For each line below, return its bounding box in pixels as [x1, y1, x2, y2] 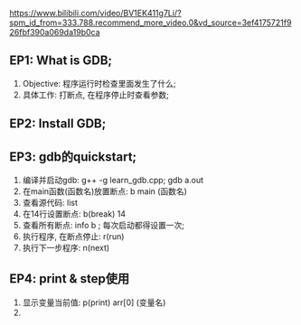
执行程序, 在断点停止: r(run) [22, 231, 125, 242]
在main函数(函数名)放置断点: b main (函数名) [22, 186, 188, 197]
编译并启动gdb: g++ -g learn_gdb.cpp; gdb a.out [22, 175, 204, 186]
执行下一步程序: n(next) [22, 243, 110, 254]
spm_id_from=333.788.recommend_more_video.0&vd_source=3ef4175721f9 [9, 17, 292, 28]
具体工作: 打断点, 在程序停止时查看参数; [22, 89, 169, 100]
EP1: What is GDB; [9, 53, 113, 69]
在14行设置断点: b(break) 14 [22, 209, 127, 219]
